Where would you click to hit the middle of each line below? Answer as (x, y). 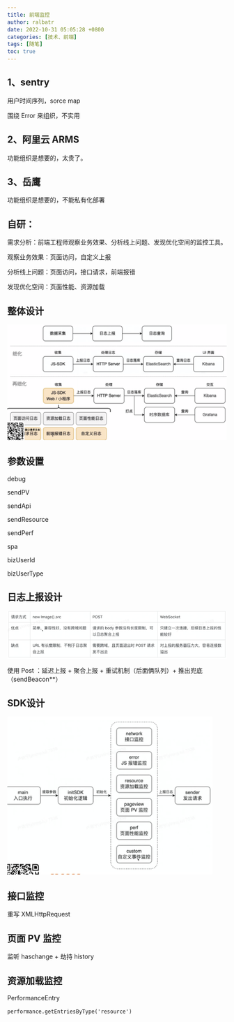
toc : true (22, 52)
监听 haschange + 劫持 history (50, 956)
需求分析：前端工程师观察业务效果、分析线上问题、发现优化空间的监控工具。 (117, 242)
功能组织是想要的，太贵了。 (47, 158)
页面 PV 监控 (34, 939)
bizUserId (21, 560)
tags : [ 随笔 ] (25, 44)
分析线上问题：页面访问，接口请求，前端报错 (71, 272)
